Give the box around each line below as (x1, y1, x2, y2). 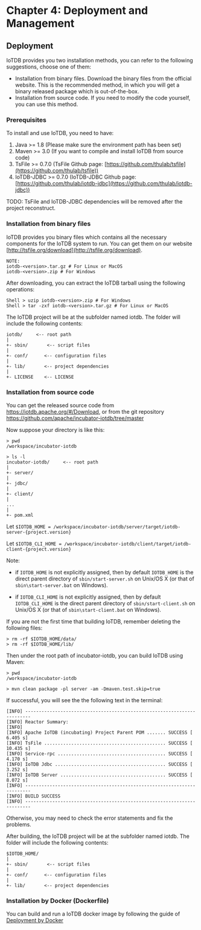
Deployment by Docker (6, 917, 63, 924)
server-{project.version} (6, 529, 71, 535)
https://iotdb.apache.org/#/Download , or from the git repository (6, 408, 165, 415)
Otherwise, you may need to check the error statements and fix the (6, 814, 173, 822)
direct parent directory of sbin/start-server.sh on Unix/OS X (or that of (14, 575, 194, 582)
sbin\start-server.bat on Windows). (14, 581, 108, 588)
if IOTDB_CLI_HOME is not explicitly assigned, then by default (14, 593, 161, 600)
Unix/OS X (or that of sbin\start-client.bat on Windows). (14, 606, 162, 613)
